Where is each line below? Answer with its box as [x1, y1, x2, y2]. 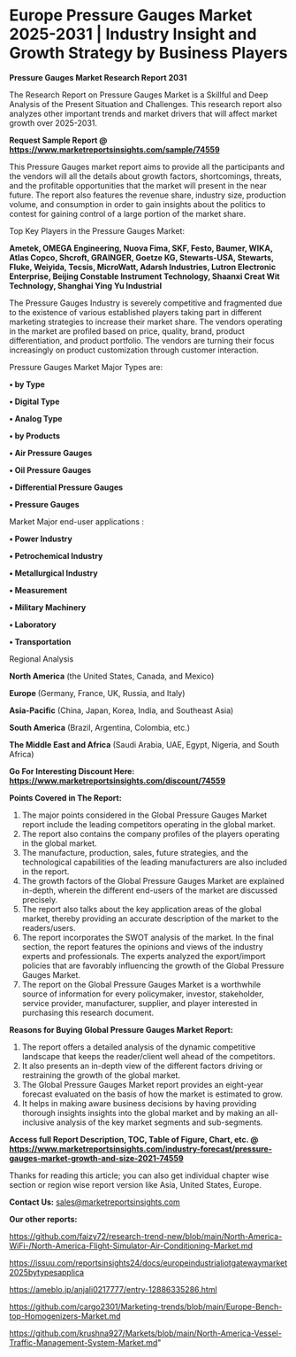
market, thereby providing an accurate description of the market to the [21, 913, 279, 924]
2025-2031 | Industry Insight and [9, 24, 257, 44]
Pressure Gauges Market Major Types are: [9, 361, 163, 372]
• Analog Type [9, 413, 63, 423]
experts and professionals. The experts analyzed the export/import [21, 950, 266, 961]
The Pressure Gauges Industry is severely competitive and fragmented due [9, 298, 283, 308]
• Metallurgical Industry [9, 568, 99, 578]
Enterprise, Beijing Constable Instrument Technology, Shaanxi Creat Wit [9, 271, 280, 282]
